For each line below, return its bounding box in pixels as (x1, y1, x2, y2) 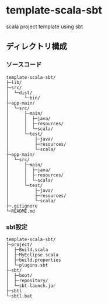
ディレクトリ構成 (6, 42, 67, 52)
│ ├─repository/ (6, 278, 48, 283)
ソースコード (6, 61, 42, 69)
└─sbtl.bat (6, 293, 33, 299)
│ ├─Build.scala (6, 246, 48, 253)
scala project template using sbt (6, 23, 83, 30)
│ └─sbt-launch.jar (6, 283, 57, 289)
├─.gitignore (6, 203, 38, 209)
